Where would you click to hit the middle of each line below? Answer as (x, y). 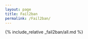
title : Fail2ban (21, 14)
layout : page (18, 9)
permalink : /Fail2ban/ (28, 18)
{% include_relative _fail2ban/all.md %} (44, 32)
